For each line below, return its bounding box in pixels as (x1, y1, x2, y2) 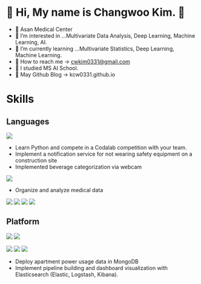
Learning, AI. (15, 38, 47, 46)
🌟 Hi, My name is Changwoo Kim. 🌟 (6, 5, 185, 19)
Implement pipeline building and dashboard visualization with (15, 264, 168, 271)
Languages (6, 116, 50, 126)
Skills (6, 92, 35, 106)
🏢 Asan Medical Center (15, 26, 73, 33)
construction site (15, 156, 58, 164)
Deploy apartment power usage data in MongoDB (15, 258, 139, 265)
